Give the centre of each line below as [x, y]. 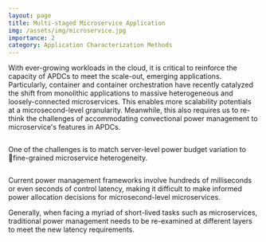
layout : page [30, 16]
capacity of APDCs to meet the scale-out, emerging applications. [115, 76]
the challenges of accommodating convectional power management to [142, 119]
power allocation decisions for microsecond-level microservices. [114, 197]
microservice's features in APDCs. [65, 127]
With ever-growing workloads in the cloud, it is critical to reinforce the [123, 68]
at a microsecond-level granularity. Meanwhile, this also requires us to [123, 110]
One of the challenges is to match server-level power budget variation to [127, 150]
